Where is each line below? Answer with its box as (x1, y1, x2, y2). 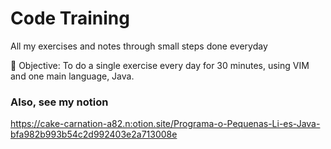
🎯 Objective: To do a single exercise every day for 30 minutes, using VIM (10, 59, 310, 71)
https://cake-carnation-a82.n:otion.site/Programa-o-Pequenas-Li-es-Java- (10, 118, 321, 130)
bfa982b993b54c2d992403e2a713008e (10, 128, 178, 141)
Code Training (10, 7, 130, 30)
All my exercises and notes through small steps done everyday (10, 40, 268, 52)
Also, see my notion (10, 95, 109, 109)
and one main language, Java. (10, 70, 135, 82)
